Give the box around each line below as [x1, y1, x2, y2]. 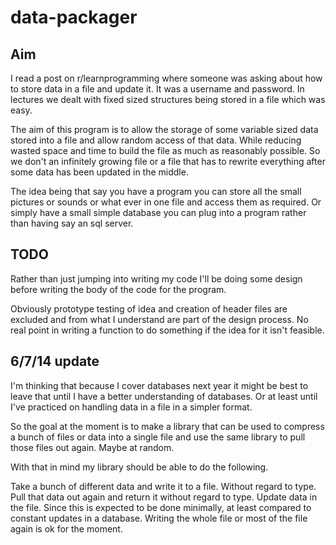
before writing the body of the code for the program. [10, 283, 227, 295]
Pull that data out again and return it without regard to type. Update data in [10, 491, 318, 503]
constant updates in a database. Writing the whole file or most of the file [10, 512, 308, 524]
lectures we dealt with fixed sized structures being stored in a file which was [10, 94, 326, 105]
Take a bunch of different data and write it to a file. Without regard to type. [10, 480, 317, 492]
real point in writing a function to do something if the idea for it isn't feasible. [10, 324, 325, 336]
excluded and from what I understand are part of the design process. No [10, 313, 309, 325]
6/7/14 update [10, 353, 100, 370]
